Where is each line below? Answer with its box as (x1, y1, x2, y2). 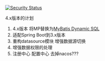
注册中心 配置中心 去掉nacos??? (12, 50, 79, 56)
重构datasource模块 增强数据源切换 (12, 38, 86, 44)
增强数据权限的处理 (12, 44, 53, 50)
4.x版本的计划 (5, 15, 34, 21)
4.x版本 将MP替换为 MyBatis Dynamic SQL (12, 25, 99, 31)
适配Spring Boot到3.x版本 (12, 32, 66, 37)
